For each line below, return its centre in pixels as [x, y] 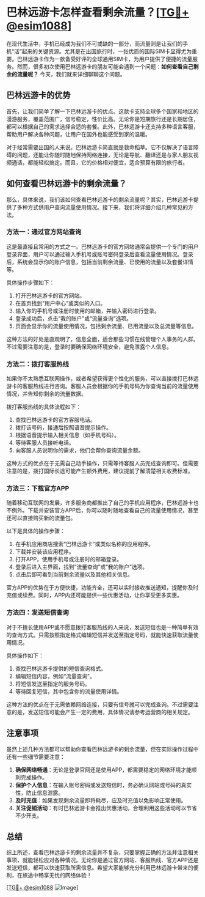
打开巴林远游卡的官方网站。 [50, 295]
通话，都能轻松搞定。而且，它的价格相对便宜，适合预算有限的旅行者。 [99, 162]
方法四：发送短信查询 [38, 613]
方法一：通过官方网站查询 [44, 232]
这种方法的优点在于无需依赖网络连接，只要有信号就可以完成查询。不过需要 [100, 704]
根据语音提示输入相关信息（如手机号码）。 [67, 435]
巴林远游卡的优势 [38, 95]
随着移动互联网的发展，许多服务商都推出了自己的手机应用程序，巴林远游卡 [100, 503]
